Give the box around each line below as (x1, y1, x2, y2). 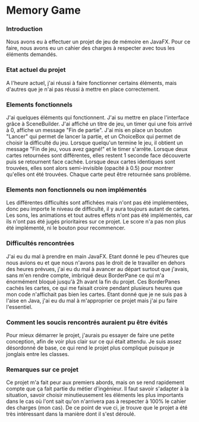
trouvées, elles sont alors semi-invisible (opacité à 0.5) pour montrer (6, 165, 173, 172)
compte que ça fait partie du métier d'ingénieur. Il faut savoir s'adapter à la (6, 385, 189, 392)
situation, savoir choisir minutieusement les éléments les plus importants (6, 392, 184, 399)
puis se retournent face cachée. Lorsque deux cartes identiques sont (6, 158, 175, 165)
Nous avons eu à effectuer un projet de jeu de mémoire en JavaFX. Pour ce (6, 38, 191, 45)
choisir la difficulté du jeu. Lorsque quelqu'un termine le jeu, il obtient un (6, 139, 183, 146)
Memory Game (6, 4, 81, 17)
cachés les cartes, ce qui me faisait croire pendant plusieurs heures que (6, 284, 183, 291)
